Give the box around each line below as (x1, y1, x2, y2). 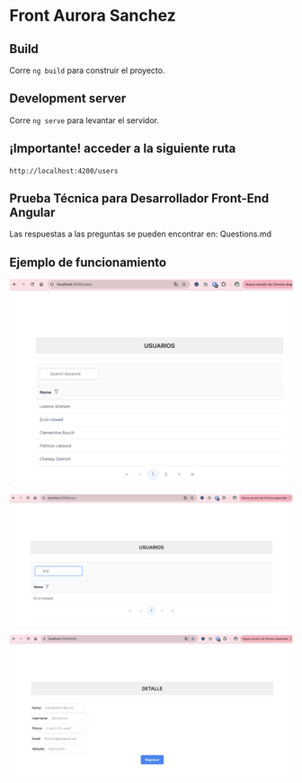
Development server (9, 91, 127, 106)
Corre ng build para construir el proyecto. (9, 65, 165, 76)
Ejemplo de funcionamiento (9, 254, 167, 270)
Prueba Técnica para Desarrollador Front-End (9, 191, 270, 207)
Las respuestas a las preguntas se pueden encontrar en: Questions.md (9, 228, 272, 239)
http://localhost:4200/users (9, 166, 119, 175)
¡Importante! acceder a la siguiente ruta (9, 141, 236, 156)
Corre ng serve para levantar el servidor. (9, 114, 160, 126)
